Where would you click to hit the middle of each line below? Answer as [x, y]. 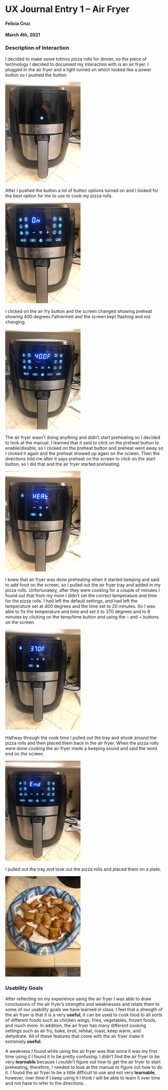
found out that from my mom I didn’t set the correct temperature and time [81, 595]
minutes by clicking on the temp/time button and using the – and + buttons [82, 617]
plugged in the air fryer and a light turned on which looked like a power [78, 69]
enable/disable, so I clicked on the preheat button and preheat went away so [84, 448]
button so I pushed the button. [36, 75]
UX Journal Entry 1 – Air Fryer [67, 9]
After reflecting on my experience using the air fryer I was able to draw [78, 999]
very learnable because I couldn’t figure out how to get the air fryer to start [83, 1062]
